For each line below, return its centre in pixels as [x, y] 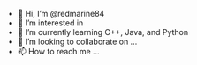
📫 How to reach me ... [58, 51]
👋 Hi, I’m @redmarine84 [61, 14]
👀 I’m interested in [50, 23]
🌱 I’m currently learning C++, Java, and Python [103, 32]
